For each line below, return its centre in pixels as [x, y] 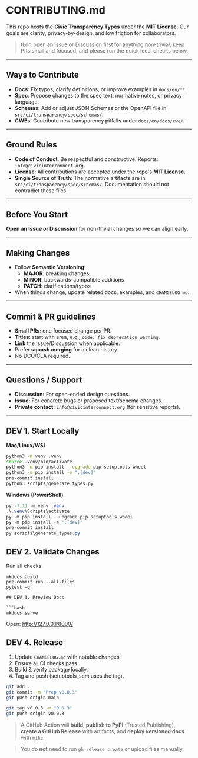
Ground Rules [32, 145]
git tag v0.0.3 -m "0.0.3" [39, 708]
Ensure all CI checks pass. [47, 663]
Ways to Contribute [42, 75]
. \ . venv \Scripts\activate [38, 511]
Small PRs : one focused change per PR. [63, 331]
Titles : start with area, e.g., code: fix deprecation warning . [87, 337]
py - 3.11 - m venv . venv [35, 506]
